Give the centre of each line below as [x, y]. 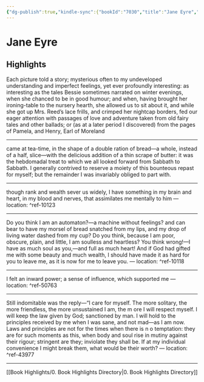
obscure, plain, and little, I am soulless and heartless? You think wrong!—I [98, 242]
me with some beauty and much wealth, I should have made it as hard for [98, 255]
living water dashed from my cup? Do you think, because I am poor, [91, 235]
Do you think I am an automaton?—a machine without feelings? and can [96, 222]
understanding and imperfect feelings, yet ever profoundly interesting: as [98, 85]
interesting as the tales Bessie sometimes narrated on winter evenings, [95, 92]
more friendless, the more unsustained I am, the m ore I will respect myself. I [102, 309]
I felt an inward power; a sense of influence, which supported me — [91, 278]
